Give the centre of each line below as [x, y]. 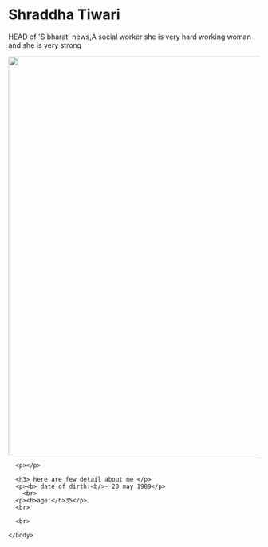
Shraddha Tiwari [65, 15]
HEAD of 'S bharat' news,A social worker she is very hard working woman [130, 37]
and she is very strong [45, 45]
